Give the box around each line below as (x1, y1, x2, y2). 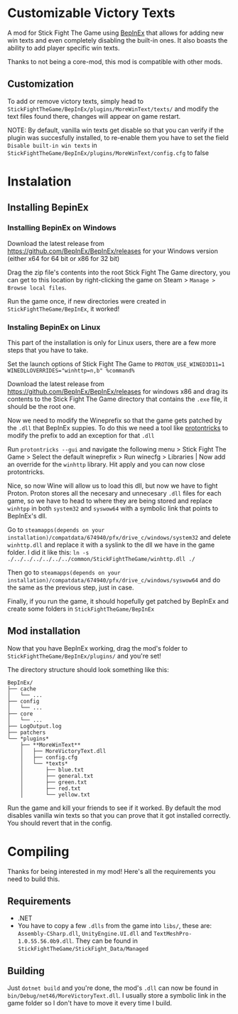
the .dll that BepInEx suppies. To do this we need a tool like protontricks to (7, 423, 229, 432)
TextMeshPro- (153, 930, 193, 938)
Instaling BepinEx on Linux (7, 322, 101, 332)
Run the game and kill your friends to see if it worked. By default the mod (7, 804, 222, 812)
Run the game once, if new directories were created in (7, 297, 166, 305)
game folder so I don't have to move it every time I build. (7, 999, 173, 1008)
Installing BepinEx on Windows (7, 223, 117, 233)
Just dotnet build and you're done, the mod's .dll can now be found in (7, 983, 219, 993)
